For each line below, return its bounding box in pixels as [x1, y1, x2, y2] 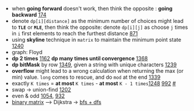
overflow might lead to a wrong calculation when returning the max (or [11, 68, 184, 74]
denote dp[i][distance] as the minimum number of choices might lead [11, 18, 184, 24]
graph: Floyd [11, 49, 43, 55]
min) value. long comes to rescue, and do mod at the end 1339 [11, 73, 160, 80]
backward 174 [11, 11, 47, 18]
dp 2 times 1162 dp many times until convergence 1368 [11, 55, 148, 62]
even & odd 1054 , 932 [11, 92, 65, 99]
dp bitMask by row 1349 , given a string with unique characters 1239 [11, 61, 177, 68]
